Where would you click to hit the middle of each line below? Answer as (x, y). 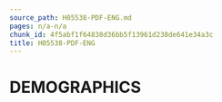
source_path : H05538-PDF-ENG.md (71, 18)
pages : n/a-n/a (38, 26)
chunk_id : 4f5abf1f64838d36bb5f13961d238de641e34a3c (111, 34)
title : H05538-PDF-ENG (52, 43)
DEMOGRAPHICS (76, 88)
